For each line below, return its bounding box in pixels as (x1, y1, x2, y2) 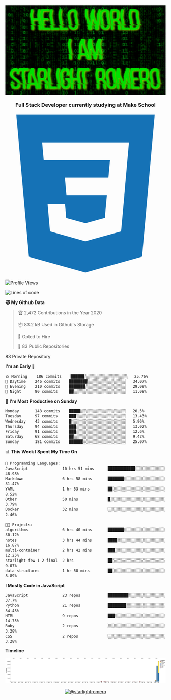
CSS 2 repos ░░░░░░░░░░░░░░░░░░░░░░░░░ (5, 634, 165, 639)
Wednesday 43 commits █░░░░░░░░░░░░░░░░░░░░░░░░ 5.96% (5, 418, 145, 424)
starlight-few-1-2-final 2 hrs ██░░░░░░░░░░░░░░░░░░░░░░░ (5, 558, 165, 563)
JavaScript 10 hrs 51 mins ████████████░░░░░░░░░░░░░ (5, 466, 165, 471)
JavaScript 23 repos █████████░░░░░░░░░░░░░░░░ (5, 593, 165, 598)
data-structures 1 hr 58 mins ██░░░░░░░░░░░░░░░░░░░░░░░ (5, 568, 165, 573)
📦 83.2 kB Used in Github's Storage (17, 321, 94, 328)
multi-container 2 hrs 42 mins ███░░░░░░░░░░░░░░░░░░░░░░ (5, 548, 165, 553)
